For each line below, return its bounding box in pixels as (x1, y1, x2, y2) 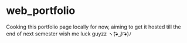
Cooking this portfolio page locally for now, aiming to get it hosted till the (6, 23, 181, 30)
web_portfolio (6, 4, 76, 17)
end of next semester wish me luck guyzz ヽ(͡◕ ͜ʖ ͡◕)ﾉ (6, 30, 132, 37)
